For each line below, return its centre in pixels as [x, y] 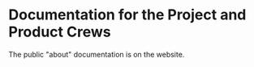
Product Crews [60, 32]
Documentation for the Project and [127, 15]
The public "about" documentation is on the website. [97, 54]
